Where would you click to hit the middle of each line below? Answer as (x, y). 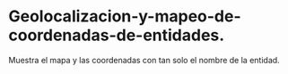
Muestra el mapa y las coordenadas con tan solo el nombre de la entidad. (144, 60)
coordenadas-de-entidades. (117, 35)
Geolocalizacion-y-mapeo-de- (125, 16)
